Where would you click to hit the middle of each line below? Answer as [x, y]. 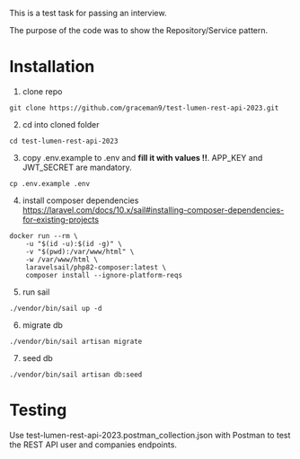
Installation [52, 67]
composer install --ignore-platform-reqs [104, 275]
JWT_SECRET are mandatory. [77, 167]
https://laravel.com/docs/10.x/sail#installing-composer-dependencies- [153, 209]
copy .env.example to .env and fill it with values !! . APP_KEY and [142, 157]
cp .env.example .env [50, 183]
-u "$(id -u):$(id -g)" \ [74, 243]
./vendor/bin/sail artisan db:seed [76, 375]
